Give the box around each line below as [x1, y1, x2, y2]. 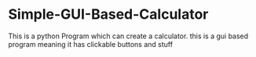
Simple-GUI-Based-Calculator [8, 5, 209, 23]
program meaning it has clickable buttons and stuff [8, 39, 174, 48]
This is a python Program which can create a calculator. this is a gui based [8, 31, 249, 41]
